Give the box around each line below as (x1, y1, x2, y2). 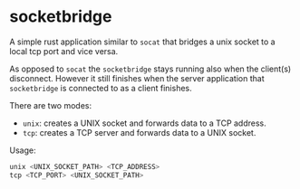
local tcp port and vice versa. (9, 45, 119, 56)
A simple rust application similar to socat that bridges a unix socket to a (9, 36, 276, 47)
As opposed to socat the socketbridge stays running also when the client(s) (9, 63, 292, 74)
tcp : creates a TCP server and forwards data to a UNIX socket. (22, 127, 256, 137)
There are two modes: (9, 99, 92, 110)
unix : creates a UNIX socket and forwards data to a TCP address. (22, 118, 267, 128)
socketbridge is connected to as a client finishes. (9, 82, 192, 93)
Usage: (9, 145, 36, 156)
